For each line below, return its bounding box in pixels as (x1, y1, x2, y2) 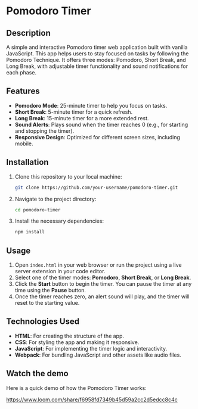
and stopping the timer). (14, 127, 75, 135)
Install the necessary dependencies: (14, 217, 104, 224)
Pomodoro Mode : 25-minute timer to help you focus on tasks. (14, 102, 168, 109)
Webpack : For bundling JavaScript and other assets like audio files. (14, 351, 182, 358)
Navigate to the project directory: (14, 195, 97, 202)
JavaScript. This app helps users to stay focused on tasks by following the (6, 50, 189, 57)
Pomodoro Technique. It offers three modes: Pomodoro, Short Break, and (6, 57, 186, 63)
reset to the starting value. (14, 299, 80, 307)
